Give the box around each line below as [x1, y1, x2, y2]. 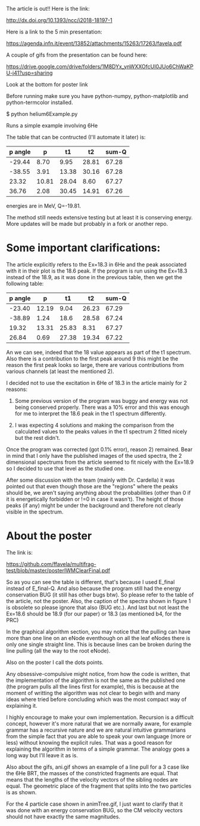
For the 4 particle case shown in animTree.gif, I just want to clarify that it [6, 800, 183, 807]
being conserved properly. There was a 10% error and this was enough [14, 403, 189, 411]
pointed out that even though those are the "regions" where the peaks [6, 482, 179, 490]
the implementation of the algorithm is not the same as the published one [6, 677, 186, 684]
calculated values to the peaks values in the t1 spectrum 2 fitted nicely [14, 427, 187, 435]
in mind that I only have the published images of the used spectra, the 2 [6, 452, 182, 459]
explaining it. [6, 702, 37, 709]
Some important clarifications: [6, 241, 161, 255]
